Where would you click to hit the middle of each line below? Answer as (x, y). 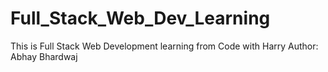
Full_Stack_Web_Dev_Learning (140, 18)
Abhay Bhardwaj (44, 56)
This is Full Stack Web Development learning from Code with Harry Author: (164, 46)
